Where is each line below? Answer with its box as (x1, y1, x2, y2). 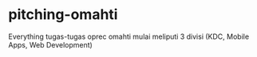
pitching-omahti (8, 6, 118, 24)
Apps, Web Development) (8, 40, 93, 49)
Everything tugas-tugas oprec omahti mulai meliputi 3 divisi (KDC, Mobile (8, 32, 250, 41)
